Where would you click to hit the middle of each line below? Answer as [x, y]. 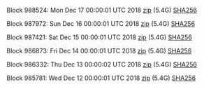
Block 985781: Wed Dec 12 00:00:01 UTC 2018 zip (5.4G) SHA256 [101, 78]
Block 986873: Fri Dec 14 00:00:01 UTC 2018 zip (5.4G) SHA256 [99, 51]
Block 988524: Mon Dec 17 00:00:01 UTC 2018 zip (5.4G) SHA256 [102, 10]
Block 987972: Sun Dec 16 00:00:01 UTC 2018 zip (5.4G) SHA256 [101, 23]
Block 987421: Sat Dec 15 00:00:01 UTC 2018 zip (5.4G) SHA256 [100, 37]
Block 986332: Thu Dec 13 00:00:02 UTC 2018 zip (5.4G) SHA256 [102, 64]
